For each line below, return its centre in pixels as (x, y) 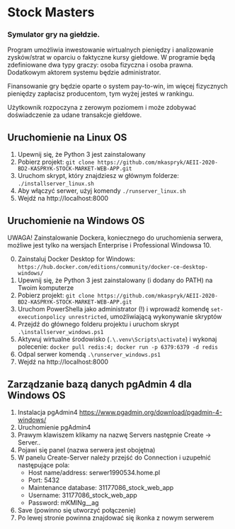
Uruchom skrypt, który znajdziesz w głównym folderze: (98, 176)
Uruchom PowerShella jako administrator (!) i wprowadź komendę (113, 309)
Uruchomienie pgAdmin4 (54, 427)
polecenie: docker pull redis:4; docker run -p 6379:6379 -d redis (117, 347)
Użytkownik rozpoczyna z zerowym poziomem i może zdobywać (102, 108)
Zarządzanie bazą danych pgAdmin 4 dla (100, 384)
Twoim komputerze (46, 288)
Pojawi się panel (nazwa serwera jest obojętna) (86, 450)
